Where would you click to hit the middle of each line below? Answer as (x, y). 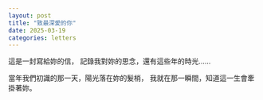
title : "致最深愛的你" (42, 23)
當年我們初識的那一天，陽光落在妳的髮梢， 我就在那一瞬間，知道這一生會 (128, 78)
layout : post (30, 15)
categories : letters (43, 38)
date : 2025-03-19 (37, 30)
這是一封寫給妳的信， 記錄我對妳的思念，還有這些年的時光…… (110, 61)
